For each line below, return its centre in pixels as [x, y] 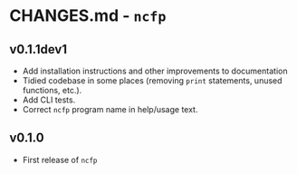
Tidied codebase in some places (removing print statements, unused [152, 81]
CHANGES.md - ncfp [88, 16]
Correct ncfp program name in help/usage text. [110, 109]
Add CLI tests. [49, 100]
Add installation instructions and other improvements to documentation [155, 71]
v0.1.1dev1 [38, 49]
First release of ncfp [60, 159]
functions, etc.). [52, 90]
